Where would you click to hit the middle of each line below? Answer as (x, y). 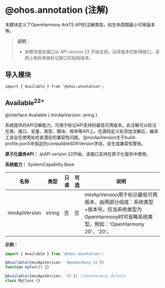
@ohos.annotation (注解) (57, 10)
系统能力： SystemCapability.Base (40, 164)
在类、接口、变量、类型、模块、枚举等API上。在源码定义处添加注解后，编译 (82, 131)
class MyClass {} (23, 281)
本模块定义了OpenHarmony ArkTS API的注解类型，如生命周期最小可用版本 (80, 25)
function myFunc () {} (27, 267)
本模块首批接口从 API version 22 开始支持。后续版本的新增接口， (90, 52)
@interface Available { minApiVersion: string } (51, 115)
